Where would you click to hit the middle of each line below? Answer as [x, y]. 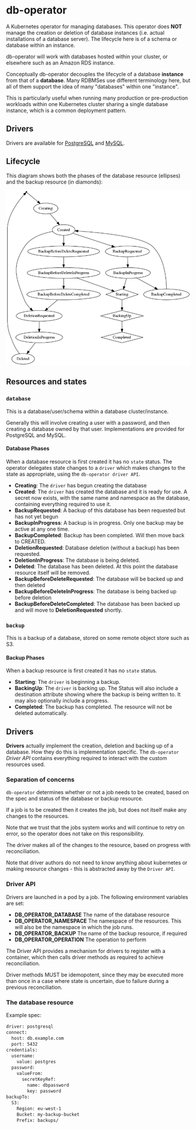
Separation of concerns [40, 779]
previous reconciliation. [34, 987]
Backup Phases [25, 657]
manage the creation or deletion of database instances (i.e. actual [85, 32]
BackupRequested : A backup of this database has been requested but [100, 510]
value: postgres [37, 1062]
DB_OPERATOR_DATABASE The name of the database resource [92, 914]
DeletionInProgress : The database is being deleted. [77, 560]
